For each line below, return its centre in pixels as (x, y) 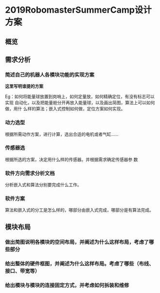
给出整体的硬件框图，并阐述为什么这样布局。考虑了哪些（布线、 (80, 263)
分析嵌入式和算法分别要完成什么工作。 (43, 185)
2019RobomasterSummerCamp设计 (78, 10)
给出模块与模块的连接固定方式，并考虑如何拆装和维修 (67, 285)
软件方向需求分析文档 (30, 173)
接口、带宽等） (23, 271)
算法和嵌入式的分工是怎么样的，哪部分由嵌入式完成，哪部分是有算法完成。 (79, 210)
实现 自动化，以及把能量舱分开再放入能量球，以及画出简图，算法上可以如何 (80, 103)
